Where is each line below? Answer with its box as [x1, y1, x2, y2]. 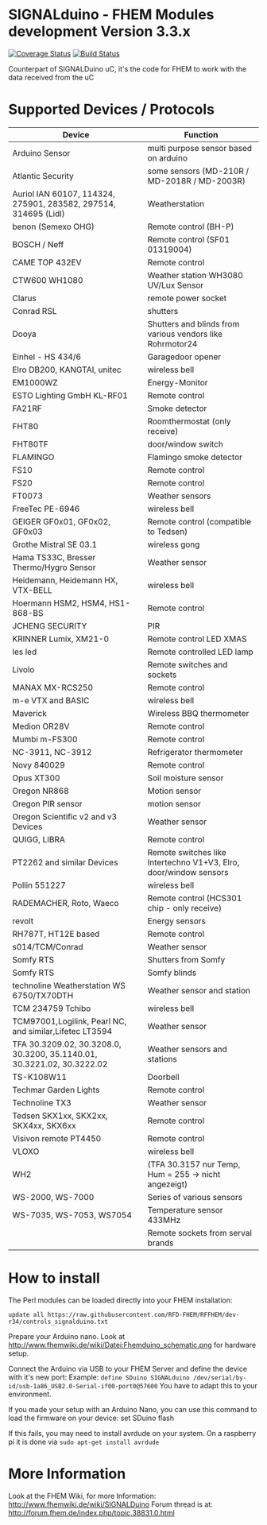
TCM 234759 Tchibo [12, 1003, 91, 1014]
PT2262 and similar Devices [12, 857, 118, 868]
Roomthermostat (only [147, 416, 231, 427]
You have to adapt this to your [159, 1380, 258, 1390]
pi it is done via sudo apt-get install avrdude [8, 1437, 160, 1446]
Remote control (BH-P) [147, 221, 234, 232]
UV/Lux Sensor [147, 280, 204, 291]
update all [8, 1310, 44, 1318]
